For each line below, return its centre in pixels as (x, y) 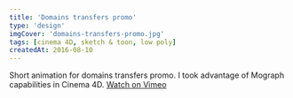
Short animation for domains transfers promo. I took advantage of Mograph (147, 75)
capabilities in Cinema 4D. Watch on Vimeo (88, 85)
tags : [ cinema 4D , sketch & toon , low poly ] (93, 42)
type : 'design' (37, 26)
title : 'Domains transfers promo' (73, 17)
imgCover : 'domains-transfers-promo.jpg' (87, 34)
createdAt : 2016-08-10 (51, 50)
